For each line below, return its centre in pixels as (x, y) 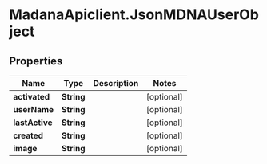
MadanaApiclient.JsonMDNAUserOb (134, 15)
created (28, 135)
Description (116, 83)
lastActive (33, 123)
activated (32, 97)
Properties (36, 61)
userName (34, 109)
